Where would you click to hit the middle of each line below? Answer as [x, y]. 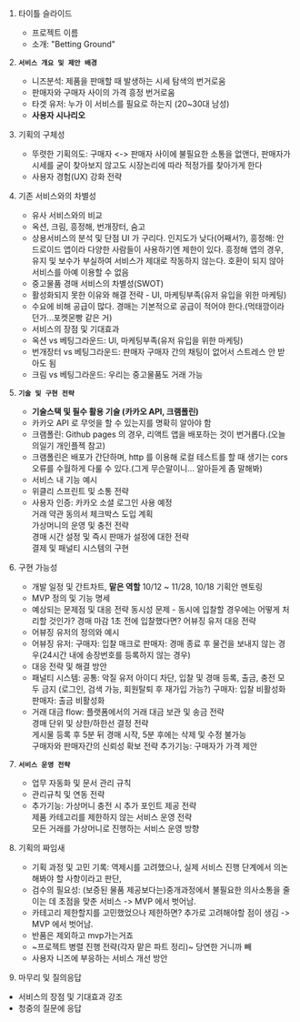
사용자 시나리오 [59, 115]
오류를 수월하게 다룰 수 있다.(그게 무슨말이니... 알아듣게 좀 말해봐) [147, 468]
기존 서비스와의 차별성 [57, 196]
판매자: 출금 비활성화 [68, 700]
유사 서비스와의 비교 [67, 215]
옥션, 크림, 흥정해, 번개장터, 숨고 [88, 227]
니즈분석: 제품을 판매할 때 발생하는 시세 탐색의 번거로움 [129, 81]
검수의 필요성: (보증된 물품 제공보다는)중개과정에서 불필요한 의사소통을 [156, 890]
